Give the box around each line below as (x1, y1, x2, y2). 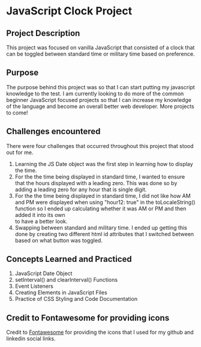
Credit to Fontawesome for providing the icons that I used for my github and (6, 328, 194, 336)
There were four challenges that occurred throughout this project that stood (6, 142, 194, 149)
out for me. (6, 149, 34, 156)
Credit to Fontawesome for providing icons (6, 313, 170, 323)
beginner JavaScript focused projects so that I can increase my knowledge (6, 96, 192, 103)
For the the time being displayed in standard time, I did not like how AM (14, 192, 191, 199)
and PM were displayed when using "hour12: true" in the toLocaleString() (14, 198, 196, 206)
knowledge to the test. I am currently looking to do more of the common (6, 90, 184, 97)
